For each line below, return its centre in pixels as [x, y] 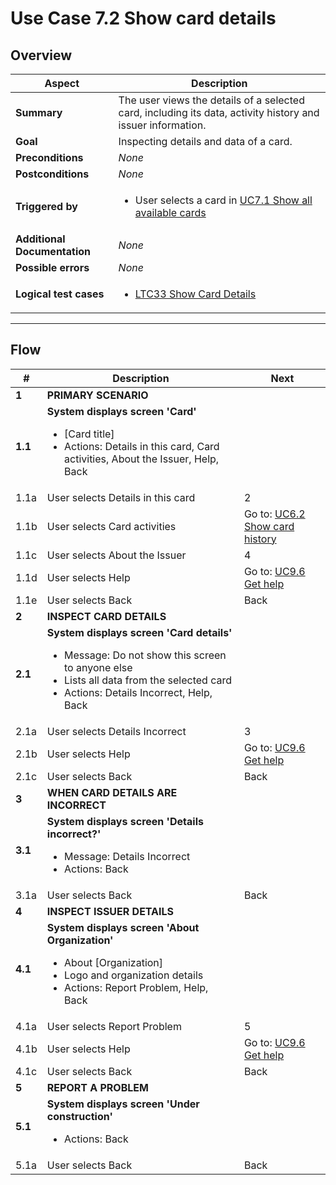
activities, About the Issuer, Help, [142, 459]
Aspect [62, 83]
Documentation [53, 251]
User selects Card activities [111, 526]
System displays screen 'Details [125, 821]
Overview [41, 55]
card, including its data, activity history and [219, 112]
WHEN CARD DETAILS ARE [112, 792]
